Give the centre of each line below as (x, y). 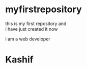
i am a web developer (28, 39)
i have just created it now (32, 29)
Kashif (20, 60)
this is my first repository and (36, 24)
